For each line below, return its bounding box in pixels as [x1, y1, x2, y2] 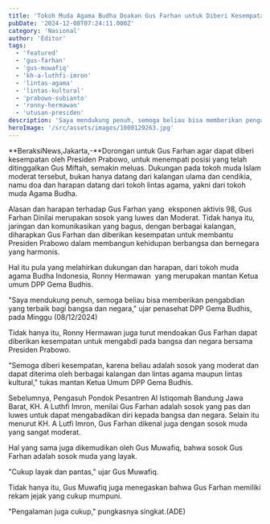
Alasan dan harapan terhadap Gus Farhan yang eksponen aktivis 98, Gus [8, 204, 252, 214]
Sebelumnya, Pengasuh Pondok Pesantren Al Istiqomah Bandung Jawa [8, 393, 243, 403]
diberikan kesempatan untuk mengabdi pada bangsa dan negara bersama [8, 336, 253, 346]
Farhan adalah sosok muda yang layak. [8, 451, 138, 461]
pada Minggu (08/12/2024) [8, 312, 98, 321]
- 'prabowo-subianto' [15, 94, 88, 102]
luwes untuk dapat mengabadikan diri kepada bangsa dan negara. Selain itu [8, 410, 260, 420]
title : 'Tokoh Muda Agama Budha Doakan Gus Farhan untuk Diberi [8, 11, 228, 20]
